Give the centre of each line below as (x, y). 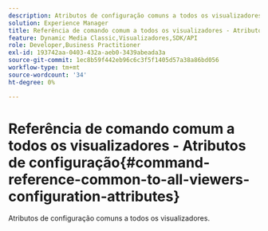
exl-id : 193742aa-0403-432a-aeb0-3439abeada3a (87, 53)
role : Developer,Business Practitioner (75, 45)
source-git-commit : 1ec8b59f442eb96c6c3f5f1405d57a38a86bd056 (114, 61)
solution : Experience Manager (59, 23)
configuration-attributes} (95, 196)
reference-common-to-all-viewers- (129, 179)
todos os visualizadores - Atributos (127, 145)
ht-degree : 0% (32, 82)
